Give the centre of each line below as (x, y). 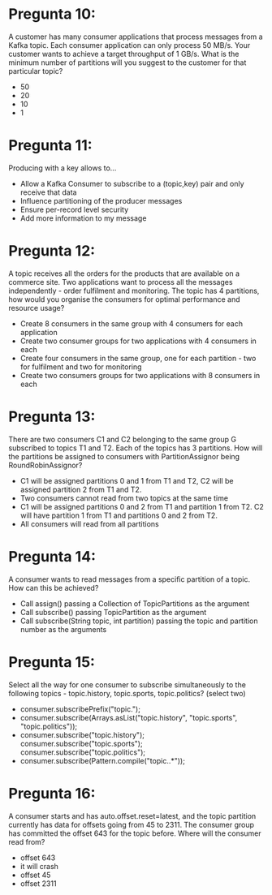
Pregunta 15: (52, 662)
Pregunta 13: (52, 417)
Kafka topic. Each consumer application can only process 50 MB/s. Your (130, 45)
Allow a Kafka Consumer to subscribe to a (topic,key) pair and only (132, 183)
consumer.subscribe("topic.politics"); (83, 752)
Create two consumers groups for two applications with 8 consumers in (140, 375)
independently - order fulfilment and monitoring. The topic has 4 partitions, (134, 290)
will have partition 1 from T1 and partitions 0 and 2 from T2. (119, 515)
